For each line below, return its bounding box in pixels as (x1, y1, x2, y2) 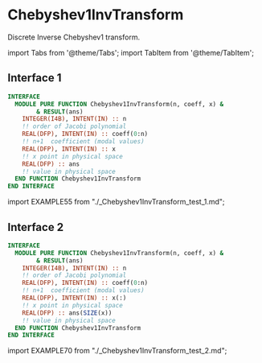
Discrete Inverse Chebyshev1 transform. (7, 32, 141, 42)
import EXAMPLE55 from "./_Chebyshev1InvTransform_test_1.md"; (7, 197, 226, 207)
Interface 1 (7, 71, 62, 85)
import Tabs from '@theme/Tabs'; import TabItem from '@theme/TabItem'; (7, 47, 255, 57)
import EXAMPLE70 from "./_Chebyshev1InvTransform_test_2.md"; (7, 346, 227, 356)
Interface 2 (7, 220, 64, 234)
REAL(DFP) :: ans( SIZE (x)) (22, 308, 113, 317)
